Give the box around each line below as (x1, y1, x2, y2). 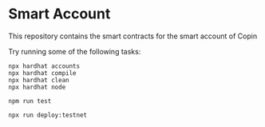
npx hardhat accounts (8, 62, 81, 70)
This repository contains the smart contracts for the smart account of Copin (8, 31, 258, 41)
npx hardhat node (8, 83, 66, 91)
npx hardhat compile (8, 69, 77, 77)
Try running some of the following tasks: (8, 46, 141, 56)
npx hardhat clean (8, 76, 69, 84)
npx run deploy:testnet (8, 111, 88, 119)
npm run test (8, 97, 52, 105)
